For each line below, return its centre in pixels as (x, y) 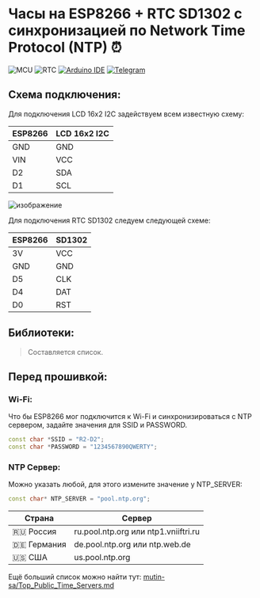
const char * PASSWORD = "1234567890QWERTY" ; (83, 447)
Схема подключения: (65, 95)
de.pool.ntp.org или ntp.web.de (133, 545)
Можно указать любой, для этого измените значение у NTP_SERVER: (126, 485)
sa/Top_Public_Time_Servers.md (61, 585)
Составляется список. (65, 352)
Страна (39, 518)
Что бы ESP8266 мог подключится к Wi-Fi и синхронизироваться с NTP (130, 417)
